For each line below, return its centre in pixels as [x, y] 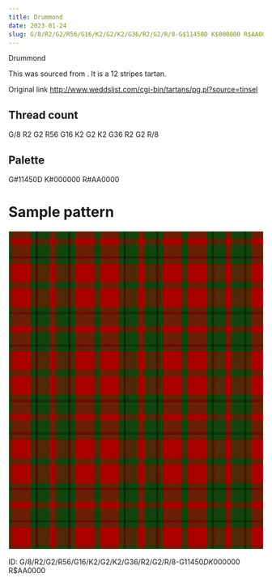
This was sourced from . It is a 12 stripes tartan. [88, 74]
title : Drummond [36, 17]
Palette [27, 160]
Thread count [43, 115]
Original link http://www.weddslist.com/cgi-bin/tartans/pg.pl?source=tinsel [133, 90]
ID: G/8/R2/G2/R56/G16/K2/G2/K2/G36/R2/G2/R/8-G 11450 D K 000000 [124, 562]
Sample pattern [62, 212]
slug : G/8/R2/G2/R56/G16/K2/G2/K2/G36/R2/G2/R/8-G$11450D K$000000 [125, 34]
